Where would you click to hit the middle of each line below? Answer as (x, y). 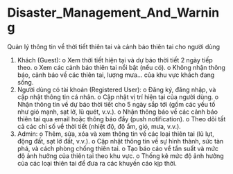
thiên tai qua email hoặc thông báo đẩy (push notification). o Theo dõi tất (121, 119)
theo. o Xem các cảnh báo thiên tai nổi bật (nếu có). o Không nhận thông (121, 67)
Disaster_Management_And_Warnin (113, 13)
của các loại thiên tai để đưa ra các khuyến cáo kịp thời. (97, 163)
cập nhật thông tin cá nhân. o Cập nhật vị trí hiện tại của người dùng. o (118, 97)
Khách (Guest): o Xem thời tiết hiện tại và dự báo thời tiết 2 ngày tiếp (115, 60)
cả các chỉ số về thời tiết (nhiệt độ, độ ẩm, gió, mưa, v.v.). (99, 126)
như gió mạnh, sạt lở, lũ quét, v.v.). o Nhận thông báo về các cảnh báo (118, 112)
